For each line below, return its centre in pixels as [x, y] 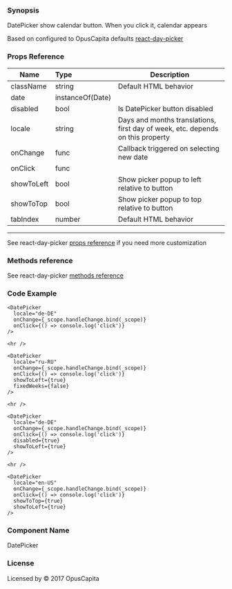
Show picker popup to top [160, 199]
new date [133, 157]
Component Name [39, 530]
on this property [144, 137]
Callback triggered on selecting [168, 148]
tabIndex [25, 219]
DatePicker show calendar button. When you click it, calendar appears [107, 26]
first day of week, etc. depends [168, 128]
